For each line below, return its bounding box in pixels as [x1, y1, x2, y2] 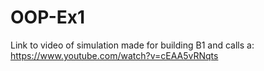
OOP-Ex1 [10, 6, 86, 29]
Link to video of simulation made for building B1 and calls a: [10, 39, 255, 51]
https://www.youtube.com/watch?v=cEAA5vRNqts [10, 49, 219, 61]
